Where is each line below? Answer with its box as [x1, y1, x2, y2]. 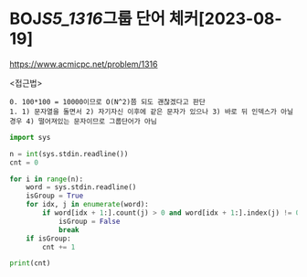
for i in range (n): [9, 175, 84, 184]
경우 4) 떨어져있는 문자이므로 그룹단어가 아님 [9, 116, 157, 126]
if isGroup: [26, 234, 71, 243]
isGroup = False [58, 217, 121, 226]
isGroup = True [26, 191, 84, 201]
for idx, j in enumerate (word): [26, 200, 149, 209]
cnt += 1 [42, 242, 76, 251]
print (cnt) [9, 259, 51, 268]
